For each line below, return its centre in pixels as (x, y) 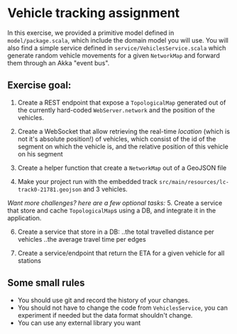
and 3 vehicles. (105, 189)
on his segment (40, 153)
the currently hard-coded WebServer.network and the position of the (116, 110)
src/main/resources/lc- (194, 182)
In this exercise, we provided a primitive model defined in (91, 33)
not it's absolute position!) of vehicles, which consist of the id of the (117, 139)
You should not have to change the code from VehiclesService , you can (123, 308)
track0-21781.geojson (49, 190)
